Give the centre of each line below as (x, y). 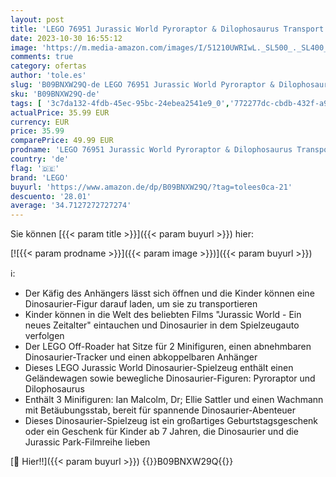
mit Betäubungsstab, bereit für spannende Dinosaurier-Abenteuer (160, 410)
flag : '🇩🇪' (35, 168)
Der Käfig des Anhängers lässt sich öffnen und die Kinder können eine (169, 293)
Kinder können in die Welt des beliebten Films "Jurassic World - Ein (163, 315)
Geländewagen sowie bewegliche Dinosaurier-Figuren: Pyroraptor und (170, 378)
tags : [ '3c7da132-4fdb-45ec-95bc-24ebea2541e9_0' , (120, 103)
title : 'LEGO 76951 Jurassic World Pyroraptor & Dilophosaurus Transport (167, 29)
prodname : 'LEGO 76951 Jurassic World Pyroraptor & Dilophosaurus (151, 150)
